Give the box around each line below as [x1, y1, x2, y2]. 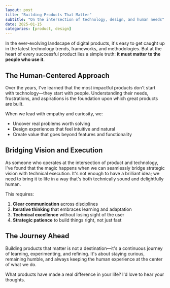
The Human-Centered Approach [5, 71, 110, 80]
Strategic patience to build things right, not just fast [12, 217, 122, 223]
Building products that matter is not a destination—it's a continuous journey [5, 245, 163, 251]
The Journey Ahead [5, 232, 70, 240]
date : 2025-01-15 [5, 21, 42, 27]
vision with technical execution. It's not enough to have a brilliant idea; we [5, 170, 160, 176]
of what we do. [5, 261, 37, 267]
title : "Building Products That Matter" [5, 12, 92, 17]
